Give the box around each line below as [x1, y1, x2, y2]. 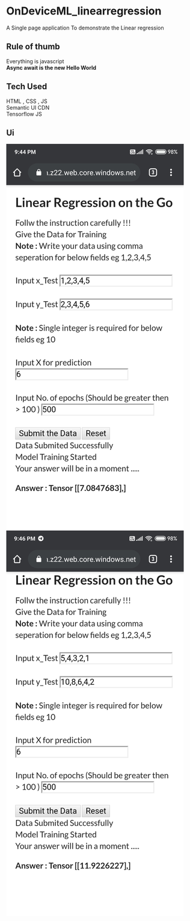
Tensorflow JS [6, 110, 42, 117]
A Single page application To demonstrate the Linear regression [6, 24, 164, 31]
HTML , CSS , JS [6, 98, 47, 105]
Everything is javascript [6, 57, 64, 64]
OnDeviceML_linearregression [6, 4, 162, 18]
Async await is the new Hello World [6, 64, 96, 71]
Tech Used [6, 81, 47, 92]
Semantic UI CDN [6, 104, 50, 111]
